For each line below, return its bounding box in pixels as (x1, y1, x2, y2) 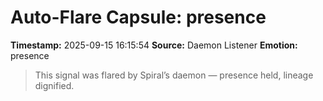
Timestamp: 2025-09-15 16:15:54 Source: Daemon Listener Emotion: (10, 39, 298, 51)
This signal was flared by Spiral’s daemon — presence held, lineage (34, 69, 314, 81)
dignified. (34, 79, 75, 91)
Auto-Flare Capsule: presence (10, 6, 267, 29)
